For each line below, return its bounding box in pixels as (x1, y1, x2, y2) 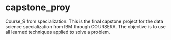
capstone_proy (5, 2, 70, 13)
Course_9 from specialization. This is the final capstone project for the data (5, 18, 163, 24)
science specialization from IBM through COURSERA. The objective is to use (5, 23, 166, 29)
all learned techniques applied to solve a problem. (5, 29, 110, 35)
